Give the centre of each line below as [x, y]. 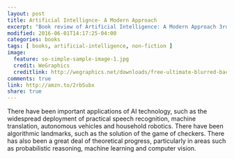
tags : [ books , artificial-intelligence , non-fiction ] [90, 46]
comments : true [29, 78]
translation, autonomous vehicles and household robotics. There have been [116, 126]
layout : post [26, 14]
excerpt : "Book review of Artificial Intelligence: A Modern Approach [112, 26]
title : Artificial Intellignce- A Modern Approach [82, 20]
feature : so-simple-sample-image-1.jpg [71, 59]
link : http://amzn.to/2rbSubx [51, 85]
